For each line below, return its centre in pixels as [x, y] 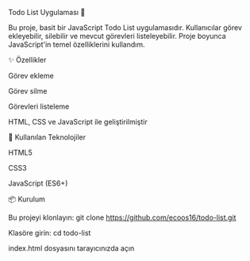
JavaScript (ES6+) [38, 183]
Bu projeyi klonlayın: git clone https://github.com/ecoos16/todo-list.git [122, 217]
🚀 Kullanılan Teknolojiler [47, 137]
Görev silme [28, 91]
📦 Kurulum [27, 199]
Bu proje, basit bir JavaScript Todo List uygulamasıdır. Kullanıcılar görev [125, 27]
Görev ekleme [31, 76]
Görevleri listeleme [39, 106]
